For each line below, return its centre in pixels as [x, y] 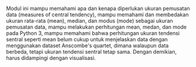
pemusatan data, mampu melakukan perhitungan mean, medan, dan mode [97, 27]
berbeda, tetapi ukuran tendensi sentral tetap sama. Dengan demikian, [92, 52]
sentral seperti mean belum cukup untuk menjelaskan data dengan [87, 39]
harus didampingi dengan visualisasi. [51, 58]
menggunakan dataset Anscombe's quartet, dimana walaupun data [87, 45]
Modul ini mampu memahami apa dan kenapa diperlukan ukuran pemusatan [98, 8]
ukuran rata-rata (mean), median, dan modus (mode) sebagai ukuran [90, 21]
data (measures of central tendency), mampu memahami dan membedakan [97, 15]
